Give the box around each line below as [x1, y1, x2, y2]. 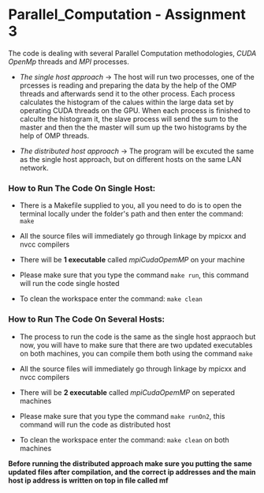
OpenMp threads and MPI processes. [8, 57, 130, 66]
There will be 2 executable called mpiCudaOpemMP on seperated [19, 387, 235, 397]
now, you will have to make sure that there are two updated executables [19, 340, 253, 349]
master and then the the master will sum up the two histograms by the [19, 122, 247, 132]
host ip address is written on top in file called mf [8, 476, 169, 485]
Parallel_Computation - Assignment [8, 6, 247, 24]
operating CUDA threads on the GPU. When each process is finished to [19, 105, 251, 115]
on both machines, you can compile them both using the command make [19, 348, 254, 358]
